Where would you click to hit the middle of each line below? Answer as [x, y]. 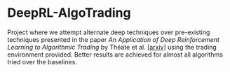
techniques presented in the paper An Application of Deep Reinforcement [113, 39]
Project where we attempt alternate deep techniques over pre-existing [109, 32]
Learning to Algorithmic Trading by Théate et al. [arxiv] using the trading [112, 47]
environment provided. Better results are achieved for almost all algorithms [115, 55]
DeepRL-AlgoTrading [69, 13]
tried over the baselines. [42, 62]
